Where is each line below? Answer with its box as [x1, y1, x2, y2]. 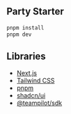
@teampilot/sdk [16, 99, 63, 108]
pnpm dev [6, 31, 32, 38]
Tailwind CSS [16, 77, 55, 85]
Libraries [6, 50, 46, 62]
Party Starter [6, 6, 64, 18]
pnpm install [6, 24, 45, 31]
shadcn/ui [16, 91, 46, 100]
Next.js [16, 69, 38, 77]
